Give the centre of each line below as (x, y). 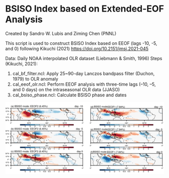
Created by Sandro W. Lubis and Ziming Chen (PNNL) (61, 33)
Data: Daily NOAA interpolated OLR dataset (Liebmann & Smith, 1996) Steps (84, 58)
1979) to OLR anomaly (35, 79)
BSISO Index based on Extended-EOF (85, 9)
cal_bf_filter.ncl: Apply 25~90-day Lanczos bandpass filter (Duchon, (83, 73)
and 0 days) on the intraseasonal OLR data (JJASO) (66, 89)
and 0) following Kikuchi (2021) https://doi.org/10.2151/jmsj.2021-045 (77, 48)
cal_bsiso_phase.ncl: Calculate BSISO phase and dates (70, 95)
